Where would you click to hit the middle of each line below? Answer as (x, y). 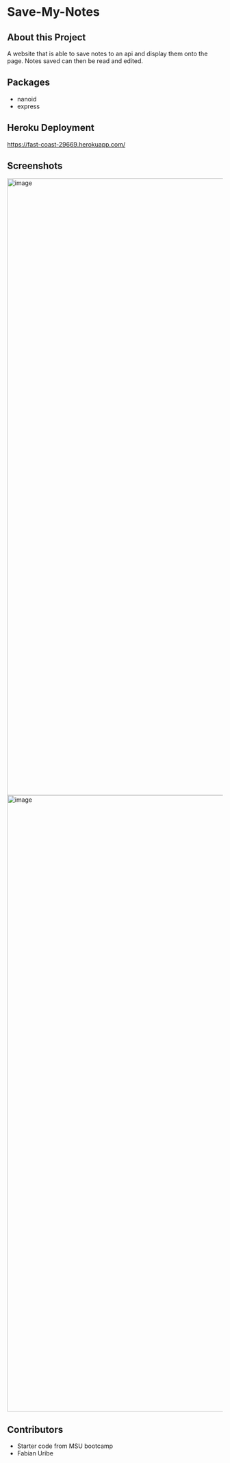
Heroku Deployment (51, 128)
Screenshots (35, 166)
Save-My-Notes (54, 12)
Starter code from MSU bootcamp (65, 1446)
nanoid (27, 99)
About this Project (47, 37)
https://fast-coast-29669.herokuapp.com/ (66, 144)
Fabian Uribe (35, 1453)
